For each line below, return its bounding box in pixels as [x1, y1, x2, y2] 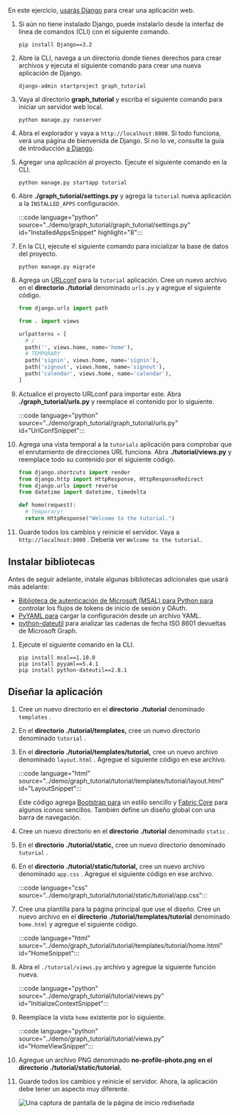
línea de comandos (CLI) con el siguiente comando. [18, 28, 170, 36]
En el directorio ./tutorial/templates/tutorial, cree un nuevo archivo [18, 747, 218, 756]
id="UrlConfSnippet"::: [18, 426, 85, 434]
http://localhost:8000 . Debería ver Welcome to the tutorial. [18, 535, 203, 543]
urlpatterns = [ [18, 330, 67, 338]
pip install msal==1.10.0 [18, 654, 95, 661]
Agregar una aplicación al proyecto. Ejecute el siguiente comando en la [18, 158, 227, 166]
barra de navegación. [18, 813, 81, 821]
